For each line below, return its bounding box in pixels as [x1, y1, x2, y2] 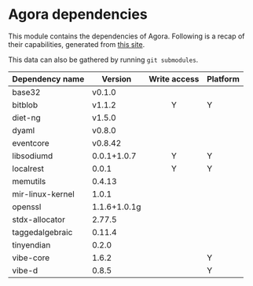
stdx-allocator [12, 214, 65, 225]
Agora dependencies [8, 5, 148, 24]
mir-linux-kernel [12, 188, 75, 199]
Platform [207, 73, 240, 84]
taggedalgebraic [12, 226, 73, 237]
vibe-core [12, 252, 50, 263]
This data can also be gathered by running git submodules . [8, 55, 199, 64]
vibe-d [12, 265, 38, 276]
